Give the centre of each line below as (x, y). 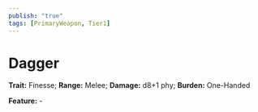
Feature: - (26, 101)
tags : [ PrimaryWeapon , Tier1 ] (60, 23)
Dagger (34, 63)
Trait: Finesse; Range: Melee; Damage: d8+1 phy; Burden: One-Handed (129, 85)
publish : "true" (36, 16)
